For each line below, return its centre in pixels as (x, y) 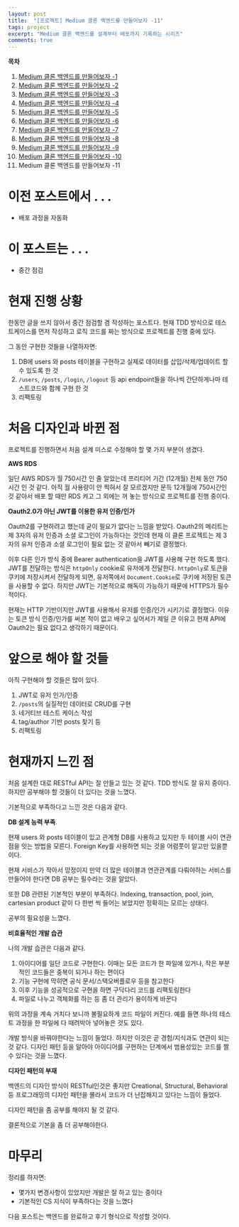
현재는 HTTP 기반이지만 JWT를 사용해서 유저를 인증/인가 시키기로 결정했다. (112, 610)
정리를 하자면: (27, 1177)
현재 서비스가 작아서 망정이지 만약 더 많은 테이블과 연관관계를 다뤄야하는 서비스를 (120, 870)
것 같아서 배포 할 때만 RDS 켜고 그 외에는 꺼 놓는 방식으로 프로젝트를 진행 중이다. (119, 496)
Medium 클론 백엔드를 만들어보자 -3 (68, 94)
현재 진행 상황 (45, 302)
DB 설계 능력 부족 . (33, 822)
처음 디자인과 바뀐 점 (64, 429)
